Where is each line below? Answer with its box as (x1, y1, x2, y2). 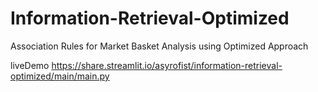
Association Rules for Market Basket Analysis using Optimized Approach (10, 40, 309, 52)
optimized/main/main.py (10, 70, 110, 82)
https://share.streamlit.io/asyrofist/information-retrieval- (51, 59, 283, 71)
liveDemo (10, 59, 50, 71)
